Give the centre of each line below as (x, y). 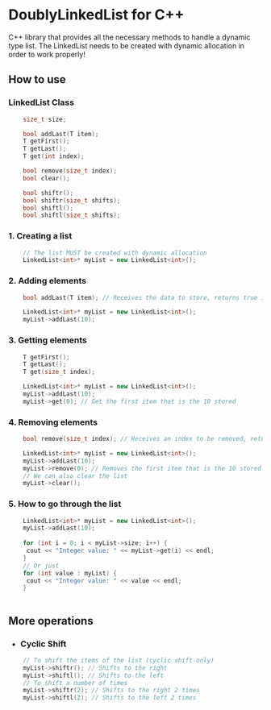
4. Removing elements (53, 422)
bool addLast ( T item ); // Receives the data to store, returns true (140, 297)
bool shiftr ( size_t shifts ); (72, 200)
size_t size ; (45, 119)
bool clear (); (46, 178)
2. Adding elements (48, 281)
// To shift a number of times (75, 683)
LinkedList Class (42, 102)
